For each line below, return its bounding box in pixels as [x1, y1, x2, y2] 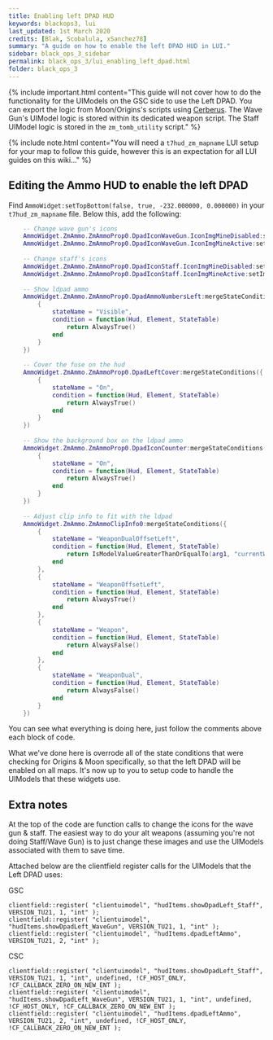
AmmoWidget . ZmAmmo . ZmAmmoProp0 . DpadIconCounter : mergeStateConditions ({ [23, 444, 271, 452]
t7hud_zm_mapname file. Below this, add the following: [8, 208, 182, 218]
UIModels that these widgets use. [8, 775, 121, 784]
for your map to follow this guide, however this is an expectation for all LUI [8, 146, 258, 156]
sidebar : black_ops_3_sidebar [8, 50, 111, 58]
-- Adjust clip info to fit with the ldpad [23, 512, 173, 520]
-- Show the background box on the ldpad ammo [23, 437, 184, 445]
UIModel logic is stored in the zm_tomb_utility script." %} [8, 121, 201, 131]
